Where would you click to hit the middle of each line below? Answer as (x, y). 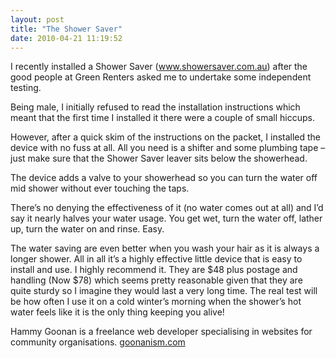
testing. (26, 88)
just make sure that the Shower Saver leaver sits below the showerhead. (159, 158)
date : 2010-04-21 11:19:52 (66, 38)
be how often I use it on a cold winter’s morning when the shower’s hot (156, 302)
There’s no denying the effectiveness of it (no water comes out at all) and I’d (167, 208)
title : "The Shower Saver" (66, 29)
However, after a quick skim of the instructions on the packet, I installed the (166, 137)
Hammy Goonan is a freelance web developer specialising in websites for (161, 332)
